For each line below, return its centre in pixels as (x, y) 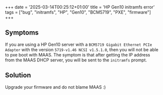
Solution (18, 75)
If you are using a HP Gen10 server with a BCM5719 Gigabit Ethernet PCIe (79, 44)
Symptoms (22, 33)
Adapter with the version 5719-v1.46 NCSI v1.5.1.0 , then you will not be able (82, 49)
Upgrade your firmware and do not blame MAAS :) (55, 87)
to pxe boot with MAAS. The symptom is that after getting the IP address (78, 55)
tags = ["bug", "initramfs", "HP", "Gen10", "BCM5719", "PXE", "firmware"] (78, 12)
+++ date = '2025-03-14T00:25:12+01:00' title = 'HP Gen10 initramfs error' (80, 7)
